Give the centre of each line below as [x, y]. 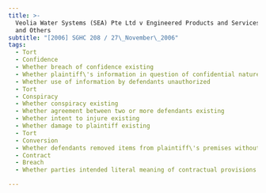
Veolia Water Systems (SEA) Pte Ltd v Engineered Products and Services [138, 23]
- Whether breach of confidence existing [85, 67]
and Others [33, 30]
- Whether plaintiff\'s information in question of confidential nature [138, 74]
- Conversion [37, 140]
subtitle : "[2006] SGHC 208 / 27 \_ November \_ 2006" [93, 38]
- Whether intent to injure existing [78, 119]
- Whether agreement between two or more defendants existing [120, 112]
